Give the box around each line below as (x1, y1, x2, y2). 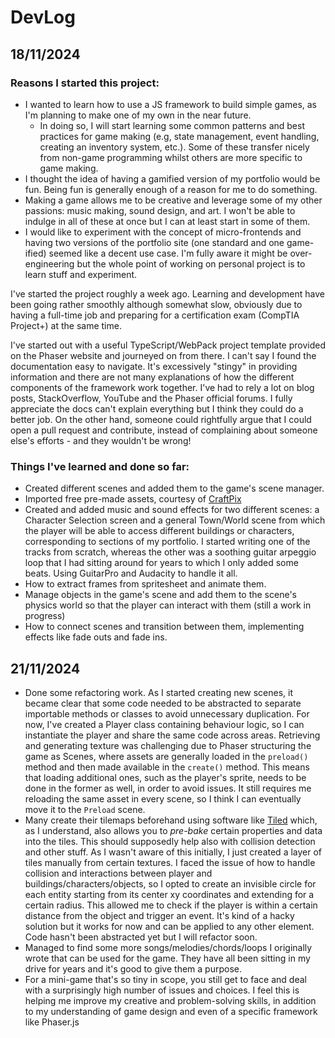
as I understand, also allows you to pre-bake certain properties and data (24, 824, 323, 836)
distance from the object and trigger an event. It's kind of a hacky (24, 909, 295, 921)
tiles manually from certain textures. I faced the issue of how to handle (24, 856, 316, 868)
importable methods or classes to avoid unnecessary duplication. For (24, 707, 310, 720)
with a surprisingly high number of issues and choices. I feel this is (24, 984, 300, 996)
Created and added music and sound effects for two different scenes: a (24, 504, 320, 516)
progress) (24, 610, 66, 622)
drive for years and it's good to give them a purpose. (24, 962, 242, 975)
